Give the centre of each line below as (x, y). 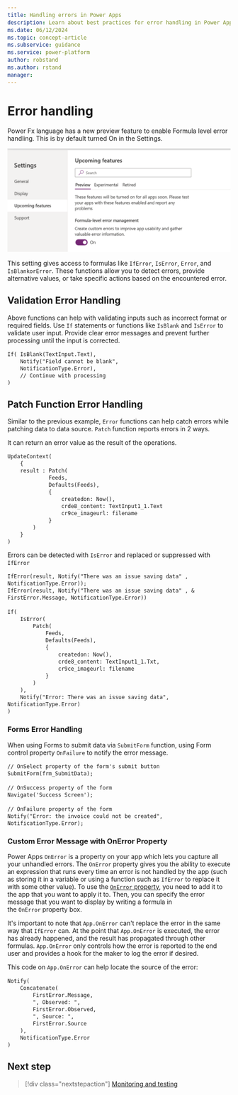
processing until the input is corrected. (64, 340)
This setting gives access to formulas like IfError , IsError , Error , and (109, 263)
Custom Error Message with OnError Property (87, 841)
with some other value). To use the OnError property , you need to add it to (115, 887)
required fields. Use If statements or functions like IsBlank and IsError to (115, 325)
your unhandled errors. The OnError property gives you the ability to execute (119, 864)
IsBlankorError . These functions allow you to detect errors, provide (106, 271)
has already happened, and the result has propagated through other (107, 939)
